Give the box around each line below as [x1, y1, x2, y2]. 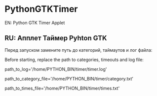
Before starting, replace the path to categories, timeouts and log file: [4, 57, 144, 63]
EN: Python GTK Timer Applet [4, 20, 65, 26]
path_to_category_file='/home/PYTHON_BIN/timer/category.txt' [4, 75, 134, 82]
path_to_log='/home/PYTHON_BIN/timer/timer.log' [4, 66, 107, 72]
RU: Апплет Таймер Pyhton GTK [4, 34, 107, 42]
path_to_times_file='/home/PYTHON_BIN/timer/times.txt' [4, 85, 120, 91]
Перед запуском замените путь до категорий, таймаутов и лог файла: [4, 47, 153, 53]
